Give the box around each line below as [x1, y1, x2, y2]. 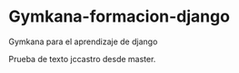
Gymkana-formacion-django [8, 6, 231, 27]
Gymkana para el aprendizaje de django [8, 36, 158, 47]
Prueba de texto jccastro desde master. [8, 53, 156, 64]
